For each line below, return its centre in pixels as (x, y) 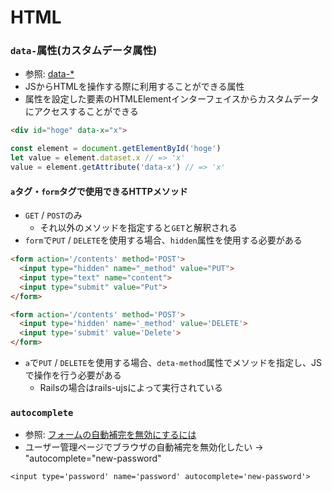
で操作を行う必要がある (73, 375)
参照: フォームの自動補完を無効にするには (110, 435)
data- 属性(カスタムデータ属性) (84, 51)
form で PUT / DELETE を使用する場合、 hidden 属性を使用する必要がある (163, 240)
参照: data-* (49, 74)
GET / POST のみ (53, 215)
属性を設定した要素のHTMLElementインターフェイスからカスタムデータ (172, 99)
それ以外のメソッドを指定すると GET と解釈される (138, 228)
